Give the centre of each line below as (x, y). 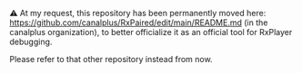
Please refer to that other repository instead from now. (111, 59)
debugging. (31, 41)
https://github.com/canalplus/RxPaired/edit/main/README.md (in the (139, 23)
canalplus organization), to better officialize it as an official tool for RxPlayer (151, 32)
